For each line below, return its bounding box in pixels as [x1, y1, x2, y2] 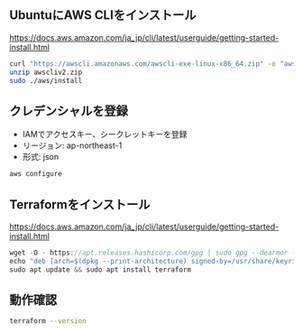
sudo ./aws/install [9, 76, 83, 85]
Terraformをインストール [9, 197, 151, 212]
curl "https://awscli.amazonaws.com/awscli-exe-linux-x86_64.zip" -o [9, 59, 277, 69]
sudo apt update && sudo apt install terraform [9, 264, 192, 274]
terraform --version [9, 317, 87, 326]
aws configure [9, 170, 63, 179]
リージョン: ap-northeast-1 [22, 140, 123, 151]
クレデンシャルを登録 [9, 103, 128, 118]
